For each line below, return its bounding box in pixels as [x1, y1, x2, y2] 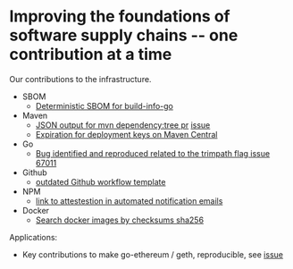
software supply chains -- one [9, 25, 239, 46]
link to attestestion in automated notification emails [35, 195, 223, 206]
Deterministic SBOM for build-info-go [35, 100, 174, 111]
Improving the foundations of [9, 6, 230, 27]
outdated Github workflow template [35, 176, 166, 187]
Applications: [9, 231, 58, 242]
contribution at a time [9, 45, 172, 64]
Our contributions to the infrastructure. [9, 73, 152, 84]
